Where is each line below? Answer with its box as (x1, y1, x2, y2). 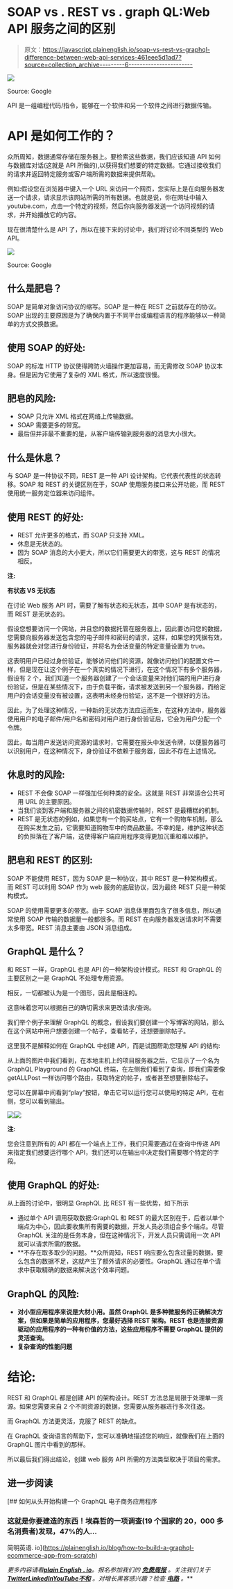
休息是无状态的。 (17, 539, 67, 548)
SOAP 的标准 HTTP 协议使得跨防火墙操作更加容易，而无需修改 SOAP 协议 (7, 361, 217, 370)
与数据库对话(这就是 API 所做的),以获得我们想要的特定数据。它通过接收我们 (7, 161, 221, 169)
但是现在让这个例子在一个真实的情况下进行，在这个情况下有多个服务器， (19, 665, 226, 673)
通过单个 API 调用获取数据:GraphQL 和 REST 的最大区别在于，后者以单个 (17, 1214, 225, 1222)
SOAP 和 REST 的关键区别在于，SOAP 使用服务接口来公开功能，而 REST (19, 480, 225, 489)
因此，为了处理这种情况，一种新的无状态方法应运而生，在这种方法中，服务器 (7, 705, 226, 714)
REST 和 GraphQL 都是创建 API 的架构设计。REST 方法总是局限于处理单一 (7, 1393, 217, 1402)
